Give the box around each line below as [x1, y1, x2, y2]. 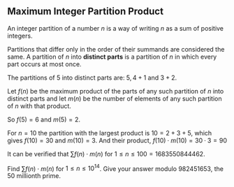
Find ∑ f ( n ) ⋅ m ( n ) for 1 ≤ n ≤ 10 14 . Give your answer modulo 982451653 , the [7, 163, 224, 173]
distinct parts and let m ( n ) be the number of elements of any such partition [7, 94, 222, 103]
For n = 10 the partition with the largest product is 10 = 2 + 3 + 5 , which [7, 128, 212, 137]
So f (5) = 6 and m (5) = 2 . [7, 115, 80, 124]
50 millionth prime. [7, 172, 61, 180]
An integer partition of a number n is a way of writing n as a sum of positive [7, 24, 224, 32]
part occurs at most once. [7, 59, 82, 68]
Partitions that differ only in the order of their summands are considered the [7, 45, 225, 53]
